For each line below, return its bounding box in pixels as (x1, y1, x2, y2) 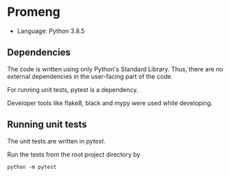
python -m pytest (7, 163, 57, 170)
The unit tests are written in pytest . (7, 137, 106, 145)
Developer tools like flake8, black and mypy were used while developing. (7, 99, 213, 107)
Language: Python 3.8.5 (16, 27, 85, 35)
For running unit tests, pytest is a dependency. (7, 85, 139, 93)
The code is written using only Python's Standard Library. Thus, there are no (7, 64, 223, 73)
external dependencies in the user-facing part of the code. (7, 72, 173, 80)
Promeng (7, 4, 60, 20)
